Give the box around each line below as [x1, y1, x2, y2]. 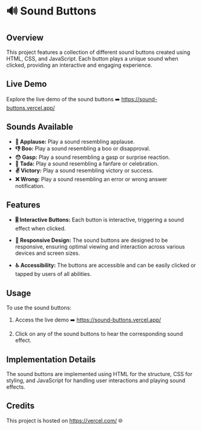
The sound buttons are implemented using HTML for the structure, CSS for [6, 371, 192, 378]
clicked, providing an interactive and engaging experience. [6, 61, 152, 69]
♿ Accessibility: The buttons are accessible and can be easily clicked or [15, 261, 197, 269]
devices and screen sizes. [15, 249, 80, 257]
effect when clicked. [15, 225, 67, 232]
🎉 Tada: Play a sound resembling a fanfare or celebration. [15, 160, 159, 167]
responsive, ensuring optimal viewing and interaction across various [15, 243, 186, 250]
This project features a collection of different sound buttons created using [6, 49, 191, 56]
